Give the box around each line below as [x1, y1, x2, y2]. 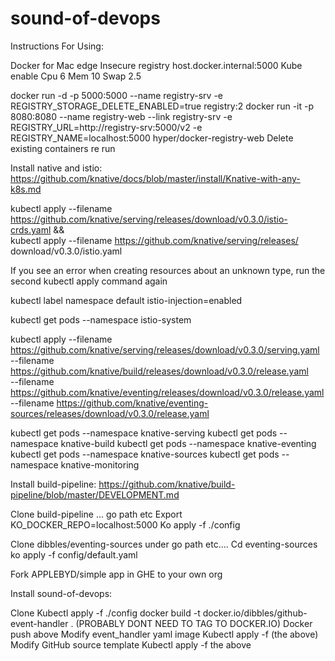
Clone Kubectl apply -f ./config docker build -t [10, 607, 201, 619]
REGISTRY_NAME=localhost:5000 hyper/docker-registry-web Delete [10, 132, 294, 144]
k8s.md [10, 183, 42, 195]
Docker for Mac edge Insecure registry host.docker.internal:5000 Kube [10, 59, 303, 71]
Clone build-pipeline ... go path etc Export [10, 508, 183, 520]
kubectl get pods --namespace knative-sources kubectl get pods [10, 448, 280, 460]
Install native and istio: [10, 162, 103, 174]
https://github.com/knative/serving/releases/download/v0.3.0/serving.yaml [10, 343, 320, 356]
